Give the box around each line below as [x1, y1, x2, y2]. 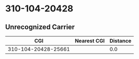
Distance [109, 38, 132, 44]
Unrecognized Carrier [5, 23, 75, 31]
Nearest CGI [75, 38, 105, 44]
